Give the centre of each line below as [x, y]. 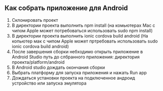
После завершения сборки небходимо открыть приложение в [77, 51]
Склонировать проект [35, 20]
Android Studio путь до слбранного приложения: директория [76, 57]
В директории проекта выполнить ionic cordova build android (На [80, 36]
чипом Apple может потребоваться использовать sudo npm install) [82, 30]
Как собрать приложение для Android [66, 8]
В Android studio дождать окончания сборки [58, 67]
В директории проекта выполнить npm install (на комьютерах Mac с [83, 25]
